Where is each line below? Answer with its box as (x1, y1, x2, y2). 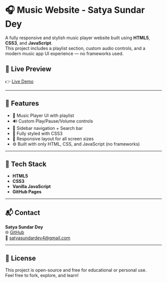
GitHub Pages (12, 189, 42, 195)
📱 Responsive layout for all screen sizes (12, 135, 94, 142)
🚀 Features (5, 99, 39, 108)
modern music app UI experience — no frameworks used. (5, 51, 124, 57)
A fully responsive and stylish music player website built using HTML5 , (5, 35, 151, 41)
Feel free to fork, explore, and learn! (5, 273, 79, 278)
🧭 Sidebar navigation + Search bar (12, 125, 83, 131)
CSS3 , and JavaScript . (5, 40, 53, 46)
